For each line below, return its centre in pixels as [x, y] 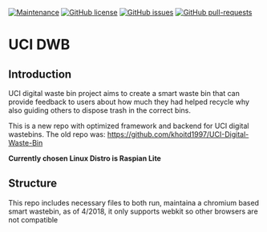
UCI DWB [39, 45]
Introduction [40, 74]
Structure [33, 184]
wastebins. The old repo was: [57, 134]
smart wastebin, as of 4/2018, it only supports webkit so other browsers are [133, 211]
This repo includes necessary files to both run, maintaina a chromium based [133, 202]
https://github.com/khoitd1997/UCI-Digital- [178, 134]
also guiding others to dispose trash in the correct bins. [99, 110]
